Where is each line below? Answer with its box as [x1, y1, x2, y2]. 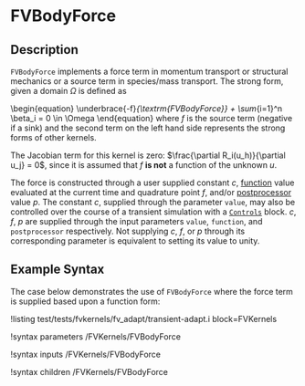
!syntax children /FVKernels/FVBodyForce [10, 366, 168, 377]
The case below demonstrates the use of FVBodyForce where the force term [10, 286, 293, 297]
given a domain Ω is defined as [10, 86, 127, 96]
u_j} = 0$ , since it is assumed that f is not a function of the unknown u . [10, 160, 278, 170]
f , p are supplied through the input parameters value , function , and [10, 216, 263, 226]
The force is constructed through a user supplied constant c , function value [10, 177, 295, 188]
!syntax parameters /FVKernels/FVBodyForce [10, 330, 182, 342]
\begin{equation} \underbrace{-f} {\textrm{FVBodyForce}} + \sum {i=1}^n [10, 103, 283, 114]
